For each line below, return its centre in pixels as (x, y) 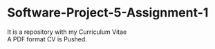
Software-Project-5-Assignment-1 (108, 13)
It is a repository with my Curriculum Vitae (67, 32)
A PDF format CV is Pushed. (47, 39)
